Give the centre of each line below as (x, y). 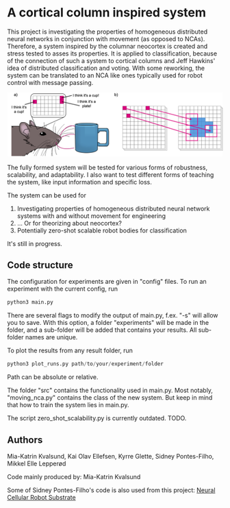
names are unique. (51, 337)
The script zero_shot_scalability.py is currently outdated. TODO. (97, 418)
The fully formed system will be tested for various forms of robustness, (107, 167)
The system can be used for (47, 195)
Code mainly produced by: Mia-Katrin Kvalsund (74, 476)
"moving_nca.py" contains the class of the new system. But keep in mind (110, 398)
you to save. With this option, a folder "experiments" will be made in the (108, 323)
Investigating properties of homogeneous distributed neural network (113, 208)
